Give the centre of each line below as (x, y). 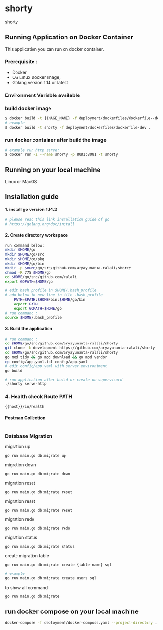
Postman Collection (25, 418)
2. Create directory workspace (36, 235)
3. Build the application (29, 328)
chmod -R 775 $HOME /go (28, 273)
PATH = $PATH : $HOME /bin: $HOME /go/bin (50, 299)
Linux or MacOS (21, 181)
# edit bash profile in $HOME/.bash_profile (51, 290)
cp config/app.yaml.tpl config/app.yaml (47, 362)
